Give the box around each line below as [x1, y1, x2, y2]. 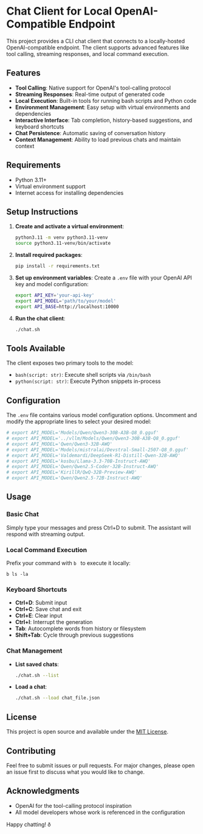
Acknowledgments [6, 786, 80, 796]
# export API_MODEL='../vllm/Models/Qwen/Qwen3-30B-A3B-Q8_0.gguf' [6, 435, 181, 441]
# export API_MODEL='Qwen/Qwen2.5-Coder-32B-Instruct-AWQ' [6, 464, 159, 470]
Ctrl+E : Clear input [15, 612, 63, 619]
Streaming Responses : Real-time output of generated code [15, 90, 165, 98]
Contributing [6, 746, 56, 756]
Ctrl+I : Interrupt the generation [15, 618, 93, 626]
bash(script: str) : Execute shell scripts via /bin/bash [15, 371, 151, 379]
